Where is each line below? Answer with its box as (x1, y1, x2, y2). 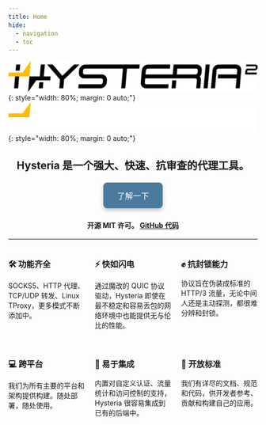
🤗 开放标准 (180, 359, 222, 370)
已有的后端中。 (94, 408, 144, 417)
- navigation (15, 29, 59, 37)
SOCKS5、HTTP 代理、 (8, 281, 85, 290)
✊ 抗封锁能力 (180, 259, 228, 270)
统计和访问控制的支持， (94, 388, 172, 397)
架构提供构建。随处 (8, 390, 71, 400)
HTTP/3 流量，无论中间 (180, 288, 257, 298)
